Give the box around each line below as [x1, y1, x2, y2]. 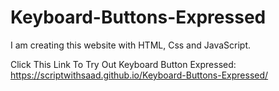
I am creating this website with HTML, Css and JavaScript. [10, 39, 252, 51]
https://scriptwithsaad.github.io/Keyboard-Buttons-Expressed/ [10, 69, 269, 81]
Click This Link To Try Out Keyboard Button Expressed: [10, 58, 237, 70]
